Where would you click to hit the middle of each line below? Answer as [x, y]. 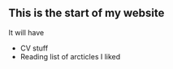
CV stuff [34, 48]
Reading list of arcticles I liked [70, 56]
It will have [26, 32]
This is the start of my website [86, 13]
